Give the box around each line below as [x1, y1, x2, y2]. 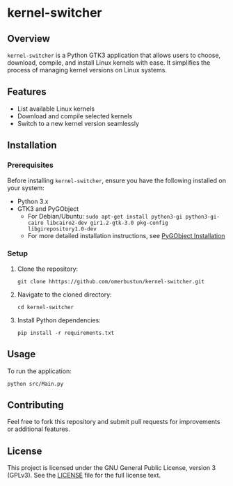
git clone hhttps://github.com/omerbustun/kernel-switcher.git [17, 278, 205, 285]
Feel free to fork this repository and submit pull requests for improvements [7, 418, 220, 426]
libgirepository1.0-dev [27, 225, 97, 233]
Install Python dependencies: [17, 315, 101, 324]
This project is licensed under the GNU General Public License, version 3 [7, 464, 216, 472]
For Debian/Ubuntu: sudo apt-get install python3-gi [27, 212, 183, 220]
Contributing [7, 399, 64, 411]
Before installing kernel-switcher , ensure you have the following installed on [7, 176, 226, 185]
